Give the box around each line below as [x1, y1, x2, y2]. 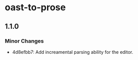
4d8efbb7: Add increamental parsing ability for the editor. [12, 49, 133, 55]
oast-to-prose [5, 2, 66, 13]
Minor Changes [5, 37, 44, 45]
